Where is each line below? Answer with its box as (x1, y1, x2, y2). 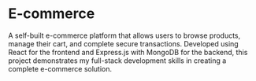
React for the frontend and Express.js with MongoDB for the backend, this (8, 47, 248, 57)
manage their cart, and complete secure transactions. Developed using (8, 39, 239, 48)
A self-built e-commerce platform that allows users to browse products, (8, 31, 241, 40)
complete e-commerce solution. (8, 64, 113, 73)
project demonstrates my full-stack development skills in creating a (8, 56, 227, 65)
